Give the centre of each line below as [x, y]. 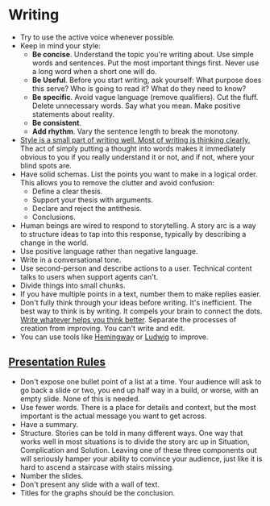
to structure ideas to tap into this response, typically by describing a [133, 234]
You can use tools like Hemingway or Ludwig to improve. [114, 337]
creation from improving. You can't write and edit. [102, 328]
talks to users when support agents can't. [89, 276]
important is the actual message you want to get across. [113, 416]
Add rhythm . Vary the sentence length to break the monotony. [136, 131]
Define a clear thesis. [67, 191]
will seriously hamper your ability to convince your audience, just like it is [141, 458]
